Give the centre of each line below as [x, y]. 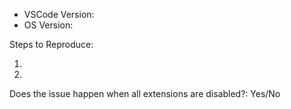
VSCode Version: [59, 14]
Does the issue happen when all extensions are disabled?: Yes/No [145, 93]
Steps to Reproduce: [51, 44]
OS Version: [48, 25]
